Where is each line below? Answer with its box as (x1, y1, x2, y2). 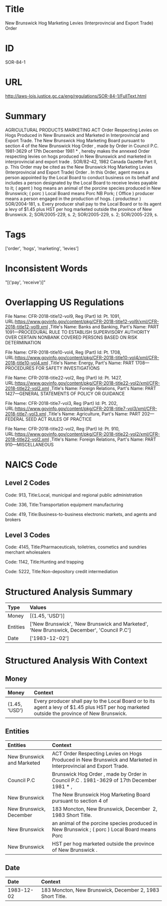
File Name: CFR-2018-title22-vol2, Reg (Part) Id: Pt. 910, (5, 425, 120, 431)
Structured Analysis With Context (5, 655, 148, 666)
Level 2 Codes (5, 479, 50, 487)
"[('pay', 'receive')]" (5, 279, 46, 285)
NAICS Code (5, 459, 58, 470)
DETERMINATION (5, 339, 41, 345)
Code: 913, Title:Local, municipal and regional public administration (5, 492, 143, 498)
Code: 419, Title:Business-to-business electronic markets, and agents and (5, 511, 157, 517)
